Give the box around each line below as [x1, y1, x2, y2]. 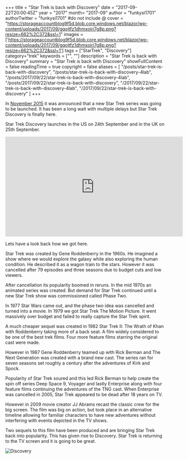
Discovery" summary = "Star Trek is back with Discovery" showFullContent [5, 58, 163, 64]
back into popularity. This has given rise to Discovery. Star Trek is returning [5, 433, 163, 439]
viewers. [5, 272, 23, 278]
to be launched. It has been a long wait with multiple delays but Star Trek [5, 106, 157, 112]
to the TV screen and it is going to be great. [5, 438, 96, 444]
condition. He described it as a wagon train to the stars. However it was [5, 261, 155, 267]
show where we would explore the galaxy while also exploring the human [5, 256, 158, 262]
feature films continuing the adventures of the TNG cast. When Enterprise [5, 386, 160, 392]
